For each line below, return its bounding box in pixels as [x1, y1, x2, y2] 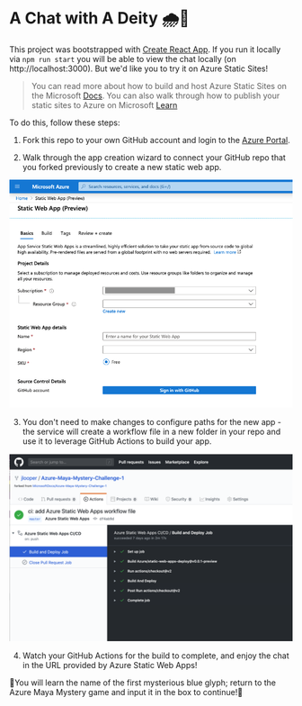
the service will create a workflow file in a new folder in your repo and [22, 426, 281, 438]
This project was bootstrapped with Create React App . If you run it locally [9, 43, 281, 55]
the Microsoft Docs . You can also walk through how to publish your [31, 90, 280, 101]
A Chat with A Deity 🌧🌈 [9, 8, 191, 29]
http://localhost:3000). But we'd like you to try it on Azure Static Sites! [9, 63, 269, 74]
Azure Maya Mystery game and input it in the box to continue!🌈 [9, 686, 244, 697]
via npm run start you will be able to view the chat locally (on [9, 53, 236, 64]
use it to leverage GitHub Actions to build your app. [22, 436, 212, 447]
